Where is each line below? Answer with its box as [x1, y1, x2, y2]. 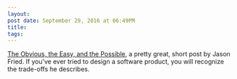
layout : [7, 10, 31, 18]
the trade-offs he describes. [7, 65, 90, 73]
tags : [7, 30, 23, 38]
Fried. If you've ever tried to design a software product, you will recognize [7, 58, 224, 66]
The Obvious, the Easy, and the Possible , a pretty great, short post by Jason [7, 50, 231, 58]
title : [7, 23, 27, 31]
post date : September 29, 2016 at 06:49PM [7, 17, 135, 24]
